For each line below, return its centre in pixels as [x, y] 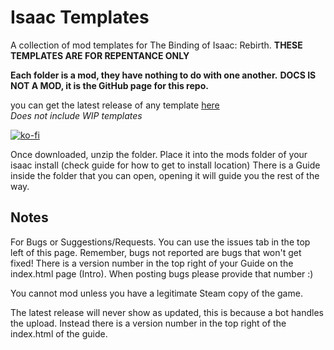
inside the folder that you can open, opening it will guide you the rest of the [165, 175]
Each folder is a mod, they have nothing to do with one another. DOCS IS [163, 75]
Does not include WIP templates [76, 115]
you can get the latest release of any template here [115, 105]
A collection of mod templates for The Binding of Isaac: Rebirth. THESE [156, 45]
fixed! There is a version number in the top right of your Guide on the [152, 263]
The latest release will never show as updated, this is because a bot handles [167, 312]
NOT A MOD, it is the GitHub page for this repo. [109, 85]
